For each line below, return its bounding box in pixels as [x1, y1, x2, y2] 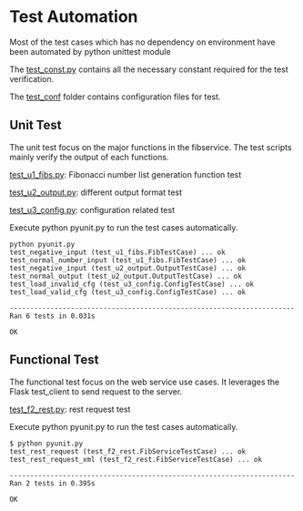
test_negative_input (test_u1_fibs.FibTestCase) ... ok [9, 248, 226, 257]
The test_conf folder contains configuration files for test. [9, 91, 221, 102]
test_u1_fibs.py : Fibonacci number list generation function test [9, 169, 242, 179]
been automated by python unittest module [9, 46, 171, 56]
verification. [9, 73, 55, 84]
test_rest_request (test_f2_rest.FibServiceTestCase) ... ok [9, 446, 247, 456]
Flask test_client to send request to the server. [9, 385, 183, 397]
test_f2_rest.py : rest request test [9, 404, 131, 414]
